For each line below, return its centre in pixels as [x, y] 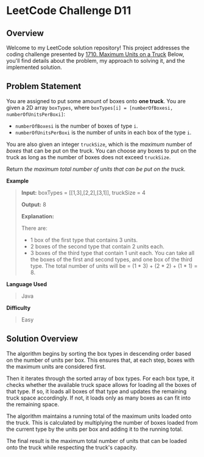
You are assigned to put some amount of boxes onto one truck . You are [96, 101]
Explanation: [37, 216]
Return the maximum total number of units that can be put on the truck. [96, 169]
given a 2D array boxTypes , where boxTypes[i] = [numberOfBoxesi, [90, 107]
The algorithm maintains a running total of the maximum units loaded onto [99, 416]
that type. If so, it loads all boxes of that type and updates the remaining [97, 391]
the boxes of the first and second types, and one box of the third [111, 259]
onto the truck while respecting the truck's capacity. [72, 447]
